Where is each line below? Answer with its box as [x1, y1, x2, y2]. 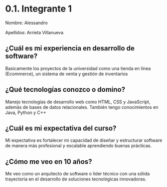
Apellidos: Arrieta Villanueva [5, 29, 64, 35]
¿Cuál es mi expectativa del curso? [5, 124, 117, 133]
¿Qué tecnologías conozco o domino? [5, 85, 125, 94]
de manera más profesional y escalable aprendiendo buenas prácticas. [5, 143, 152, 149]
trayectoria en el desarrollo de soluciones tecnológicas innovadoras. [5, 176, 146, 182]
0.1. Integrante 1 [5, 3, 72, 15]
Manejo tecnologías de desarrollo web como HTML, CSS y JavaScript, [5, 99, 150, 105]
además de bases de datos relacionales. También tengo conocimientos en [5, 104, 159, 110]
